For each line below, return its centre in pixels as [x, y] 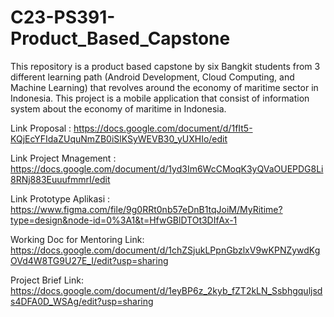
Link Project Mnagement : [63, 158]
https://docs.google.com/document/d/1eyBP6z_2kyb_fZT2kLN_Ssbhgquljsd [166, 290]
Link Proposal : [41, 128]
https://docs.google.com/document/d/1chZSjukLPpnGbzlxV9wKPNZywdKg [165, 250]
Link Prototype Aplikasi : [60, 198]
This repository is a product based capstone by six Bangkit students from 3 [165, 66]
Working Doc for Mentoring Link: [77, 239]
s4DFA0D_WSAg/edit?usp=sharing [82, 301]
